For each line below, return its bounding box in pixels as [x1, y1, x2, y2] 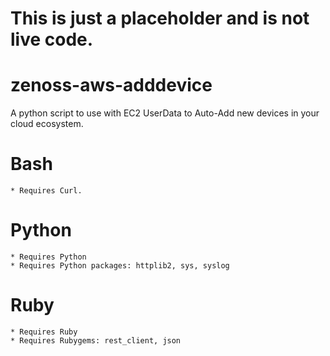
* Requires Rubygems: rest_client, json [10, 335, 182, 346]
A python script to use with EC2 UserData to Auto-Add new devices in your [10, 107, 320, 119]
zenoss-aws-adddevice [10, 74, 213, 97]
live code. [10, 28, 94, 51]
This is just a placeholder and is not [10, 7, 310, 30]
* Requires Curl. [10, 186, 83, 196]
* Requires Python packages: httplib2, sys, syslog [10, 261, 230, 271]
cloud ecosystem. [10, 118, 84, 130]
